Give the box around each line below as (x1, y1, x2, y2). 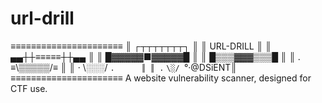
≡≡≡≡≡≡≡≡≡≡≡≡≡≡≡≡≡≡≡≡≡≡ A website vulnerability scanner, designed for (10, 72, 312, 84)
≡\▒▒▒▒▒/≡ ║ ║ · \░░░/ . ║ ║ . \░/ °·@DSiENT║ (10, 61, 238, 73)
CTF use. (10, 82, 48, 94)
